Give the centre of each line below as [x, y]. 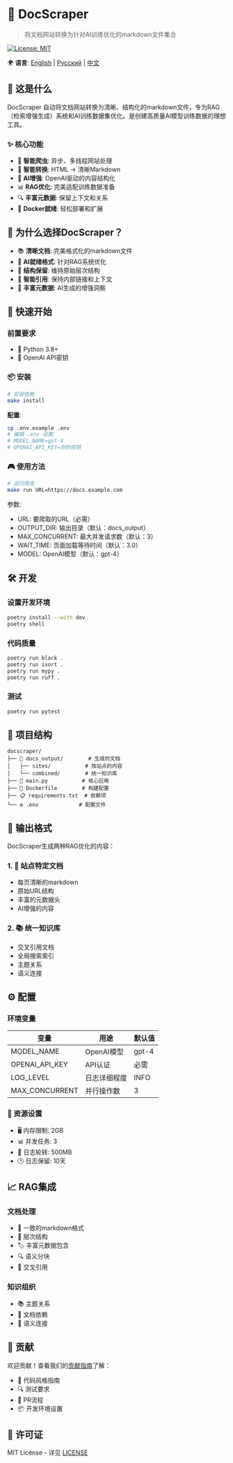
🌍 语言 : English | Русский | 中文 [53, 63]
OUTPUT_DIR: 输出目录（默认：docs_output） [83, 528]
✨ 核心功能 [25, 144]
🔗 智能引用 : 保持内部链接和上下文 [65, 279]
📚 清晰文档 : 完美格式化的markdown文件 [75, 251]
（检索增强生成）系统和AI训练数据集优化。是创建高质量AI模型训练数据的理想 [116, 116]
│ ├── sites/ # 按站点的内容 [65, 766]
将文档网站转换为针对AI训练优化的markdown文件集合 [100, 34]
